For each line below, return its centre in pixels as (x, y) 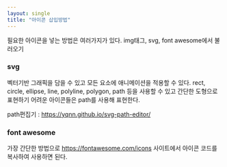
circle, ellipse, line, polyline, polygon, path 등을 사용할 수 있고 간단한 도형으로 (112, 91)
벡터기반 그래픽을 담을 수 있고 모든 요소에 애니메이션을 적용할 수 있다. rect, (106, 82)
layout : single (29, 13)
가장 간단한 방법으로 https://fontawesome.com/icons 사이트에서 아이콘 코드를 (112, 149)
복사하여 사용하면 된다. (37, 157)
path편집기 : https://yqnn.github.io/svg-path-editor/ (79, 114)
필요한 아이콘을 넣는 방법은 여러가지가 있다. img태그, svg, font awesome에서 (110, 40)
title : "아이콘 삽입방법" (39, 20)
